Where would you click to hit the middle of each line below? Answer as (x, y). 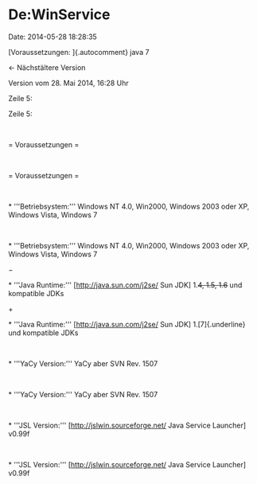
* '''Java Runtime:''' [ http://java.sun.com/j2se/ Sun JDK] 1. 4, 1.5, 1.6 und (125, 285)
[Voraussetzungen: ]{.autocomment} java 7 (79, 52)
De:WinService (59, 15)
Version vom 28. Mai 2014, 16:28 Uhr (68, 83)
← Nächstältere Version (47, 67)
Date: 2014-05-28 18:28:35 (53, 37)
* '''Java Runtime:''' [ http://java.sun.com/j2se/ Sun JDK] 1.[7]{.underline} (127, 324)
